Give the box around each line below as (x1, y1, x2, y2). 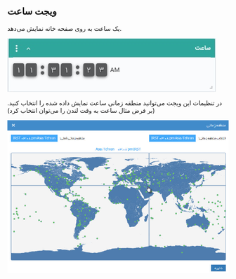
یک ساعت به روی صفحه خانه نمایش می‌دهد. (7, 24, 122, 32)
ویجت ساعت (7, 6, 58, 18)
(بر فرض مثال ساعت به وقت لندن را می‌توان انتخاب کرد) (7, 106, 155, 114)
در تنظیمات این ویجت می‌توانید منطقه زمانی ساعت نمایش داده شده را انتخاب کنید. (7, 98, 223, 107)
